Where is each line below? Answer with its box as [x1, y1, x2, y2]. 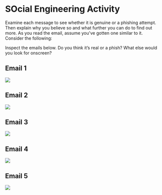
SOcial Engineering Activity [5, 3, 120, 15]
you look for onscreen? [5, 50, 52, 56]
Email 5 [5, 171, 28, 180]
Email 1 [5, 64, 27, 73]
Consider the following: [5, 35, 53, 41]
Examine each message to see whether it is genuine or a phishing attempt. [5, 20, 157, 25]
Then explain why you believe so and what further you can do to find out [5, 24, 153, 30]
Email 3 [5, 118, 29, 126]
